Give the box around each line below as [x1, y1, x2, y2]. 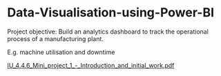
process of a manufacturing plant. [7, 34, 104, 42]
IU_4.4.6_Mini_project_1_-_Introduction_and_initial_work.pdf [7, 61, 175, 69]
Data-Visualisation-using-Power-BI [7, 5, 215, 21]
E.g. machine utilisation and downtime [7, 48, 115, 56]
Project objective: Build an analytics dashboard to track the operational [7, 27, 209, 36]
